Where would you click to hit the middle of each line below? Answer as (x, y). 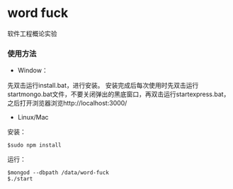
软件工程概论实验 (32, 33)
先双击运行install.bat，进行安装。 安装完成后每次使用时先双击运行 (103, 86)
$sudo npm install (34, 145)
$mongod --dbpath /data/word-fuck (58, 173)
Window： (33, 70)
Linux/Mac (33, 118)
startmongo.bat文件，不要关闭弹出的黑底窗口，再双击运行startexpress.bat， (119, 94)
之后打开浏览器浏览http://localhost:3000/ (67, 103)
